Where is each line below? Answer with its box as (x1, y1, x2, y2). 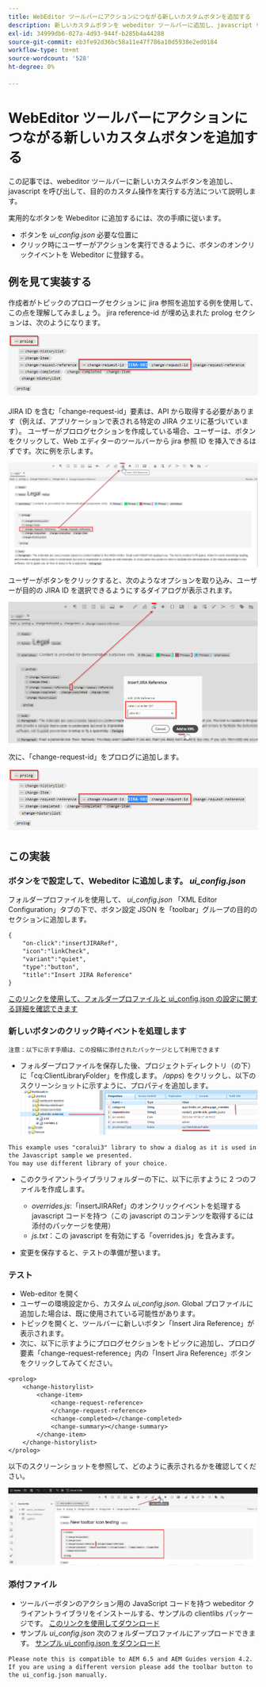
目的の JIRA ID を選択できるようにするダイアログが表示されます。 (21, 585, 237, 595)
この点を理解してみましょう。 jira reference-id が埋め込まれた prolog (8, 308, 233, 317)
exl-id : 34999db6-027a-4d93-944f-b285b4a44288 (8, 29, 165, 37)
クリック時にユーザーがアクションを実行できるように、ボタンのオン (19, 240, 241, 249)
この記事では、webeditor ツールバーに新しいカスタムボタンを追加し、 (8, 176, 237, 186)
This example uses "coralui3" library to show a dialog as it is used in (8, 1143, 257, 1152)
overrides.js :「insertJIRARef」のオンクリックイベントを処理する (31, 1201, 241, 1210)
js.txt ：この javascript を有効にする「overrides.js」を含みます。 (31, 1230, 239, 1240)
